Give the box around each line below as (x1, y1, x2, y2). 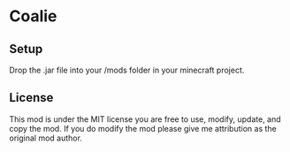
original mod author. (9, 133, 82, 143)
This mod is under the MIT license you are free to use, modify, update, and (9, 113, 281, 125)
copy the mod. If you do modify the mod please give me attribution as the (9, 123, 277, 133)
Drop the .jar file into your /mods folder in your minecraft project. (9, 65, 245, 75)
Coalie (9, 6, 57, 27)
